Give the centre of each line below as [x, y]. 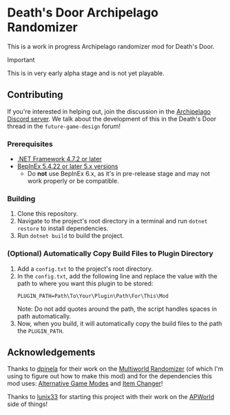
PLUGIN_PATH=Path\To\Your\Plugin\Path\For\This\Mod [93, 296]
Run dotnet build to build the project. [71, 236]
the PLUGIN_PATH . [40, 331]
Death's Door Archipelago [83, 13]
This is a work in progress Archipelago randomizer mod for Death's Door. [111, 46]
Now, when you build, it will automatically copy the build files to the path [119, 323]
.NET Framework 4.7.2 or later [59, 159]
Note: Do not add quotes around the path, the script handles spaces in [117, 309]
